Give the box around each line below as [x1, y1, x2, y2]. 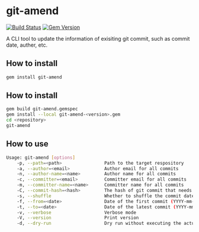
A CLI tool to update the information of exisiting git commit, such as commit [6, 35, 190, 42]
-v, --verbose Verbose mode [17, 210, 136, 215]
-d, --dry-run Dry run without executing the [17, 220, 182, 227]
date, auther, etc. [6, 41, 48, 48]
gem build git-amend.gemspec [6, 106, 78, 112]
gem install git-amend [6, 74, 62, 80]
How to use [6, 139, 49, 149]
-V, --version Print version [17, 215, 139, 221]
